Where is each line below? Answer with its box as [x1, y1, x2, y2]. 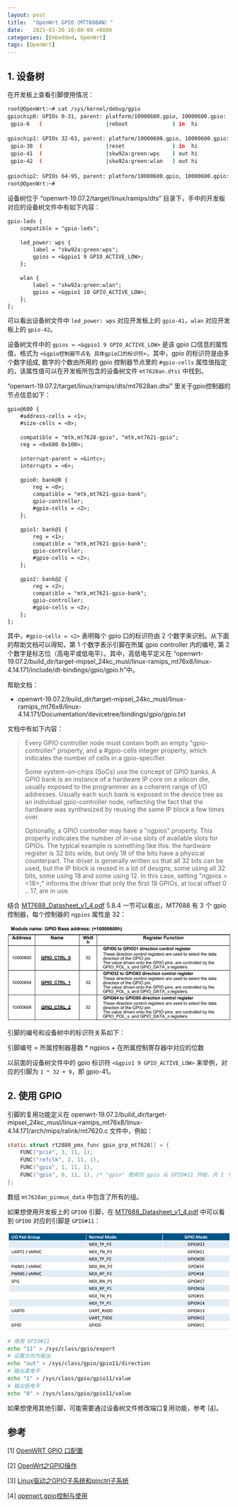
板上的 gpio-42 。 [7, 324, 57, 333]
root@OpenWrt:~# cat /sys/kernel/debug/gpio [7, 105, 141, 113]
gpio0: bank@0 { [20, 476, 69, 483]
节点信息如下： [7, 390, 51, 399]
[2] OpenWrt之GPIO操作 [7, 1462, 77, 1470]
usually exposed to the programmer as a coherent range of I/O [24, 782, 208, 791]
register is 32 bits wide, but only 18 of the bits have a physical [24, 849, 205, 857]
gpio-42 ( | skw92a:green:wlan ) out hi [10, 158, 198, 165]
